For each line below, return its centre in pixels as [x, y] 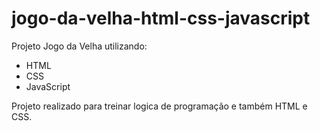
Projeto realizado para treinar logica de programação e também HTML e [159, 106]
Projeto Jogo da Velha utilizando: [79, 46]
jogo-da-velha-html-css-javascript [161, 18]
